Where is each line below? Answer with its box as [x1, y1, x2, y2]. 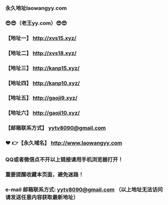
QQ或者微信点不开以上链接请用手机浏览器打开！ [5, 156, 124, 163]
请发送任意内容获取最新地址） [5, 193, 79, 200]
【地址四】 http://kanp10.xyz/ [5, 79, 80, 86]
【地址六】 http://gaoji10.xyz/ [5, 109, 80, 117]
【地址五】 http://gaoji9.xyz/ [5, 95, 78, 102]
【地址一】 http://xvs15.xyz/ [5, 34, 77, 41]
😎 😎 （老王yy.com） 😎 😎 [5, 19, 67, 27]
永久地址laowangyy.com [5, 4, 67, 11]
